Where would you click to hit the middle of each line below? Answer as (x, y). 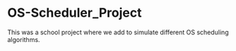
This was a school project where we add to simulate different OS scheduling (118, 32)
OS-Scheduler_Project (75, 13)
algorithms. (24, 39)
